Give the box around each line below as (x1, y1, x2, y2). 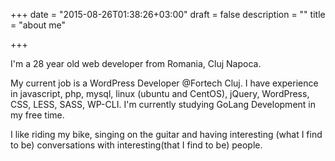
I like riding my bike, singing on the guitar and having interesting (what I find (10, 129, 323, 140)
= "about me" (10, 19, 67, 31)
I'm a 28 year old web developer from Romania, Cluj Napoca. (10, 58, 262, 69)
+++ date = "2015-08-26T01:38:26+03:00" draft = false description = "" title (10, 9, 326, 20)
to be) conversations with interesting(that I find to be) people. (10, 139, 263, 151)
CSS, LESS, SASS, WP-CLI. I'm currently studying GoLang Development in (10, 99, 316, 110)
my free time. (10, 109, 65, 121)
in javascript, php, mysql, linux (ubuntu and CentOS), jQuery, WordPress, (10, 88, 310, 99)
